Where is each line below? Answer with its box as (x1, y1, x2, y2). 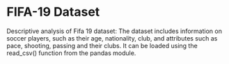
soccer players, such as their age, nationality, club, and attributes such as (6, 34, 218, 42)
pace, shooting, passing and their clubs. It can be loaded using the (6, 41, 198, 50)
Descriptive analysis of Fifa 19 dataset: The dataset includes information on (6, 27, 222, 35)
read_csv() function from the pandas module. (6, 49, 136, 57)
